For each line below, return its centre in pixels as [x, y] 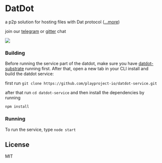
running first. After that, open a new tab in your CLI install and [87, 69]
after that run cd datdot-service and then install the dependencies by [75, 93]
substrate [15, 69]
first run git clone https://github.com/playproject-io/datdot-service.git [81, 83]
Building [15, 53]
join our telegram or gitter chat [36, 31]
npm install [17, 107]
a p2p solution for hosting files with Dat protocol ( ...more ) [63, 22]
